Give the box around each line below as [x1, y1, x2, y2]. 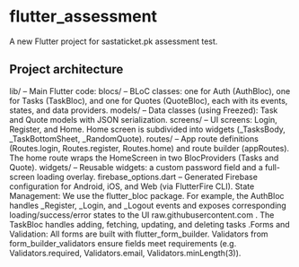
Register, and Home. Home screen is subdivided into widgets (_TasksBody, [9, 124, 286, 134]
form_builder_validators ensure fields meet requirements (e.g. [9, 237, 237, 248]
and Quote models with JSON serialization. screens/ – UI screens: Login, [9, 114, 278, 125]
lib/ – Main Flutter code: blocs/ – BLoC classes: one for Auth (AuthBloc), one [9, 85, 291, 96]
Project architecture [9, 62, 124, 77]
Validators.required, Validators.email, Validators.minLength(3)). [9, 247, 242, 258]
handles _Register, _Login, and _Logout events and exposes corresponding [9, 200, 287, 211]
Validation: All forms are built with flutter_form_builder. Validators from [9, 228, 268, 239]
